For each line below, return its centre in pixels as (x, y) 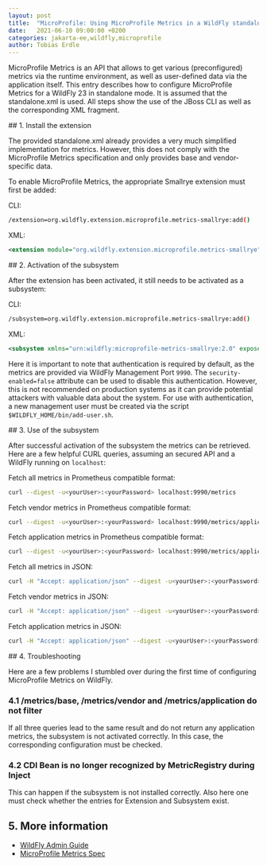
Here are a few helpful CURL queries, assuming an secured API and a (122, 453)
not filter (25, 710)
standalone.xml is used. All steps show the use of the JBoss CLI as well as (130, 102)
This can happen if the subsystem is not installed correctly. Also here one (128, 793)
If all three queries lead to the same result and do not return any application (132, 728)
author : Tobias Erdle (44, 45)
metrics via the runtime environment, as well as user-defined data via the (128, 76)
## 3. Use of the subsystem (54, 429)
